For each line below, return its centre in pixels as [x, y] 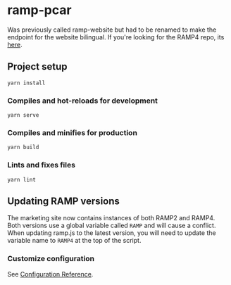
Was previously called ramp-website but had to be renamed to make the [112, 30]
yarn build [23, 147]
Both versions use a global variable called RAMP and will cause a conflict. [112, 226]
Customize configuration [51, 259]
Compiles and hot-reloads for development [83, 101]
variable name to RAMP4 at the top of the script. [74, 241]
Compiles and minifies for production [72, 132]
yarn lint [22, 179]
